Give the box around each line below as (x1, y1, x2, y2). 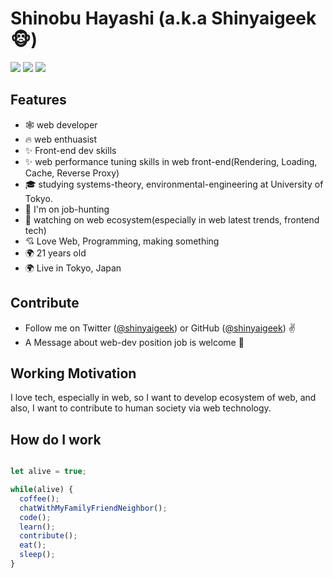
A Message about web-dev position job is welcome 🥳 (24, 336, 245, 348)
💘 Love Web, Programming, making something (24, 235, 220, 247)
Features (10, 92, 67, 109)
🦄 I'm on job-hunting (24, 203, 110, 215)
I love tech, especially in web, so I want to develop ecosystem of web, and (10, 392, 317, 404)
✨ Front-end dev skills (24, 144, 117, 156)
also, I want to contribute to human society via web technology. (10, 402, 272, 414)
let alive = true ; (10, 467, 87, 477)
